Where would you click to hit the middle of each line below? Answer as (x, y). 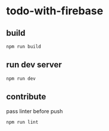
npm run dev (21, 79)
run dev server (34, 65)
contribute (26, 97)
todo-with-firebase (55, 11)
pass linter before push (35, 111)
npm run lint (22, 122)
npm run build (24, 46)
